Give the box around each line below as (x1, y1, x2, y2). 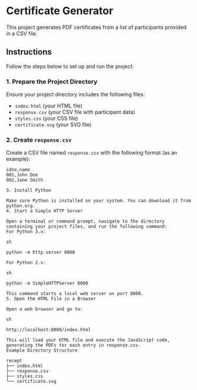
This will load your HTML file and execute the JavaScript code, (6, 337, 170, 343)
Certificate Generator (6, 4, 114, 18)
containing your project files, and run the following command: (6, 224, 168, 230)
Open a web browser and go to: (6, 306, 83, 312)
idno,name (6, 167, 31, 173)
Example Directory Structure (6, 348, 78, 353)
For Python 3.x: (6, 229, 46, 235)
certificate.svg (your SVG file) (14, 121, 92, 128)
